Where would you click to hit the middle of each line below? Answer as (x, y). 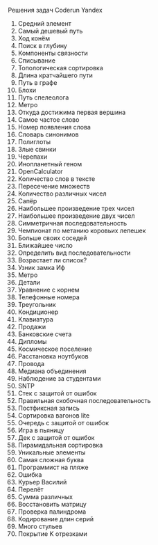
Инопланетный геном (50, 164)
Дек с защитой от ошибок (56, 437)
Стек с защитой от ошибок (57, 393)
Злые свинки (37, 149)
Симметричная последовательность (72, 223)
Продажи (32, 327)
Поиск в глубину (43, 46)
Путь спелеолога (43, 97)
